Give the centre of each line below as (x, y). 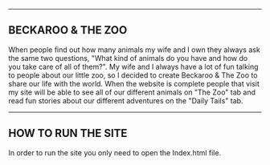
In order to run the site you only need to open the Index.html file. (115, 152)
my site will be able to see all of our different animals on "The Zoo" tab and (132, 92)
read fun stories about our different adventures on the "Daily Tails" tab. (126, 100)
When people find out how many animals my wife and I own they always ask (135, 50)
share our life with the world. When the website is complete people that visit (134, 83)
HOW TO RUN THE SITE (68, 133)
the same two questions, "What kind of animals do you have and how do (128, 58)
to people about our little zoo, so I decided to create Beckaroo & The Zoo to (133, 75)
